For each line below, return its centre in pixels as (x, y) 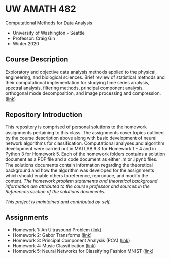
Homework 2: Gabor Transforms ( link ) (52, 235)
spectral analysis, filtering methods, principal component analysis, (74, 88)
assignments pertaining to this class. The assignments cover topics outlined (84, 132)
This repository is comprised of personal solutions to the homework (76, 127)
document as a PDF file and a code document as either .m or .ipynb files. (81, 159)
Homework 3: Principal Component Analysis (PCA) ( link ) (71, 240)
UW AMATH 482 (41, 9)
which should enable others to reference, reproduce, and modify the (77, 175)
